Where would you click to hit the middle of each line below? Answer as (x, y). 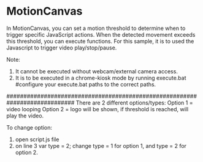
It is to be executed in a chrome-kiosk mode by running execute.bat (101, 78)
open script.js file (37, 139)
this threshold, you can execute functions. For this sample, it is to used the (100, 41)
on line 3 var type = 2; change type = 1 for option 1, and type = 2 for (101, 145)
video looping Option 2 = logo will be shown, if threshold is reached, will (98, 109)
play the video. (25, 116)
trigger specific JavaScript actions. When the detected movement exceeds (101, 34)
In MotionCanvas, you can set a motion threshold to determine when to (96, 28)
